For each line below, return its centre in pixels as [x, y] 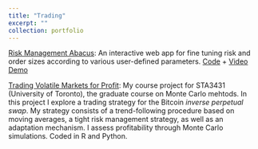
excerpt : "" [28, 23]
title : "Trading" [37, 16]
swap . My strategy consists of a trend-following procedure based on [121, 111]
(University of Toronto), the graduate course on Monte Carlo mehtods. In [128, 94]
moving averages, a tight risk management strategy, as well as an [116, 120]
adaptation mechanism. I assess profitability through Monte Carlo [116, 127]
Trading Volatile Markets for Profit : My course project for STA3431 [117, 85]
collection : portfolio [46, 30]
